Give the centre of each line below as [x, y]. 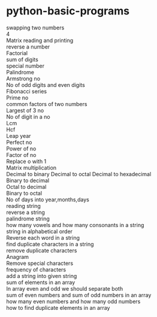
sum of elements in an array [41, 282]
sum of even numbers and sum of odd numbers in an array [79, 295]
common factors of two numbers [47, 104]
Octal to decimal [26, 186]
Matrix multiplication [31, 167]
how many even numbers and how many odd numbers [73, 301]
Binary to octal [24, 193]
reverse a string [25, 212]
